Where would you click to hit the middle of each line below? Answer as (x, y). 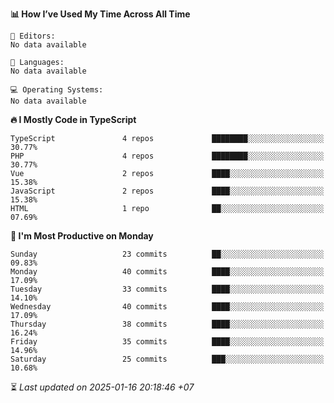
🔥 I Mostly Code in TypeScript (73, 119)
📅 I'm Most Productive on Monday (82, 236)
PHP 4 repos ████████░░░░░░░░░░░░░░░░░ (167, 156)
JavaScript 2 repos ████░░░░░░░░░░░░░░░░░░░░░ (167, 191)
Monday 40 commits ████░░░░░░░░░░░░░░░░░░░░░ (167, 272)
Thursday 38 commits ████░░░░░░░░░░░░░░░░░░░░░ (167, 324)
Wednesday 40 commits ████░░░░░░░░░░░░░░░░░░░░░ (167, 307)
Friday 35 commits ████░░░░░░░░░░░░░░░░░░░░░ (167, 342)
